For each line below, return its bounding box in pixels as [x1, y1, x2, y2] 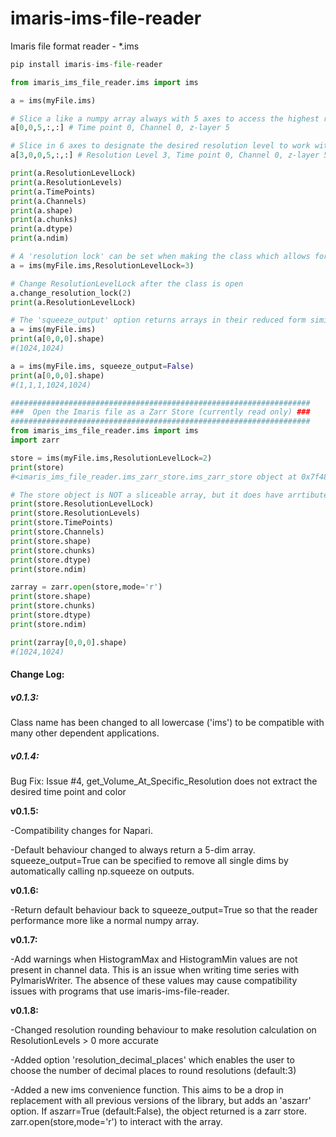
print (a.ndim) [10, 233, 70, 244]
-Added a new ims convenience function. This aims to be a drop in [10, 1084, 284, 1096]
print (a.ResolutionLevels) [10, 177, 123, 187]
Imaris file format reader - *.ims [10, 40, 140, 52]
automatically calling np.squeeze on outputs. [10, 865, 195, 877]
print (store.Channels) [10, 527, 105, 537]
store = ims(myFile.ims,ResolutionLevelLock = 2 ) [10, 453, 213, 463]
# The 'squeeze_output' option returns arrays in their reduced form [10, 315, 307, 326]
